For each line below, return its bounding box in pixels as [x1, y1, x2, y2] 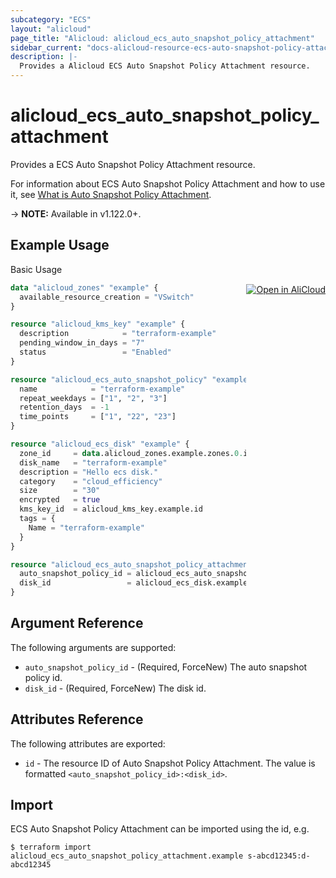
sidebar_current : [10, 42, 83, 53]
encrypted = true [19, 495, 101, 505]
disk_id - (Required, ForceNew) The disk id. [24, 682, 207, 694]
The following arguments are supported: [10, 641, 177, 653]
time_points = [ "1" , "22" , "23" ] [19, 412, 177, 422]
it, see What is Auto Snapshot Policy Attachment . [10, 188, 212, 200]
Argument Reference [10, 615, 144, 632]
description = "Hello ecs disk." [19, 467, 159, 477]
